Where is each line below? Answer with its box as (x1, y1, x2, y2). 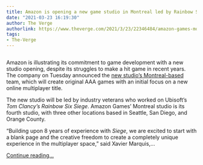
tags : (6, 31, 20, 37)
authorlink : (6, 25, 36, 32)
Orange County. (6, 115, 47, 123)
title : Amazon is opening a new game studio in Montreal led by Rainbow (6, 8, 193, 15)
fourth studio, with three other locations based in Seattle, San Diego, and (6, 109, 187, 116)
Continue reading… (6, 152, 54, 159)
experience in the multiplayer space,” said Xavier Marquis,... (6, 140, 155, 147)
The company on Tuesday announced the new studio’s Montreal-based (6, 72, 184, 79)
